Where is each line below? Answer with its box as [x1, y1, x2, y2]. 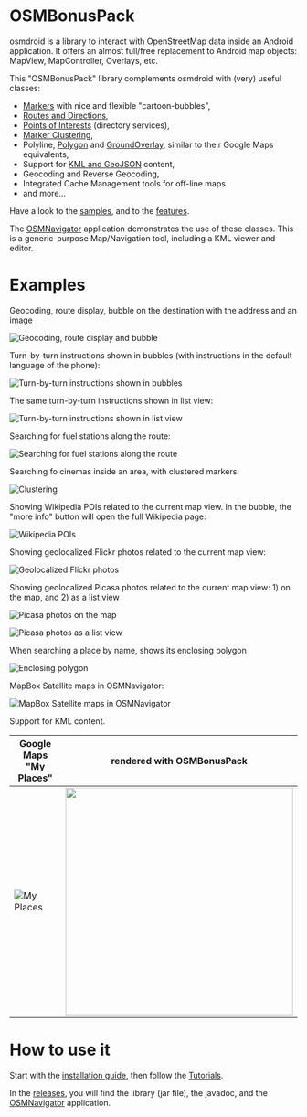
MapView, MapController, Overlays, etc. [9, 55, 158, 66]
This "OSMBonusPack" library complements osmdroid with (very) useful [9, 72, 281, 83]
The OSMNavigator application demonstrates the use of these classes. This [9, 223, 294, 234]
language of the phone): [9, 359, 101, 370]
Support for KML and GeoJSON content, [22, 158, 175, 169]
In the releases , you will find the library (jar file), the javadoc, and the [9, 1087, 268, 1098]
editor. [9, 242, 34, 253]
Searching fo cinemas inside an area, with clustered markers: [9, 465, 240, 476]
